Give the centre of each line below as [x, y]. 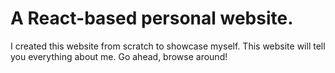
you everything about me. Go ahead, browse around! [119, 56]
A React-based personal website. [152, 18]
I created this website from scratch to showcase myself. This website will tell [168, 46]
